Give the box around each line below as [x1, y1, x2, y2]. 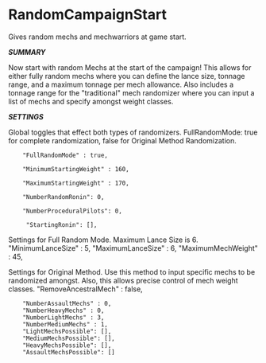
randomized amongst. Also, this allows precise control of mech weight [8, 275, 238, 285]
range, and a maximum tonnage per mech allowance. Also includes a [8, 80, 234, 89]
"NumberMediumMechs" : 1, [22, 320, 109, 328]
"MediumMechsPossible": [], [22, 334, 115, 342]
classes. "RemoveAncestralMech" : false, [8, 284, 143, 294]
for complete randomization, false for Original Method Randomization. [8, 135, 237, 145]
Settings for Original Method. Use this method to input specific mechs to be [8, 267, 256, 276]
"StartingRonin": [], [25, 221, 98, 228]
